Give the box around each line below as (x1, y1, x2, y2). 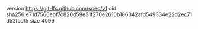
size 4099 (30, 17, 55, 24)
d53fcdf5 (6, 17, 29, 24)
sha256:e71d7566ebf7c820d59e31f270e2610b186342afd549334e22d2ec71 (6, 11, 193, 18)
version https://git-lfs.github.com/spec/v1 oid (6, 5, 117, 12)
